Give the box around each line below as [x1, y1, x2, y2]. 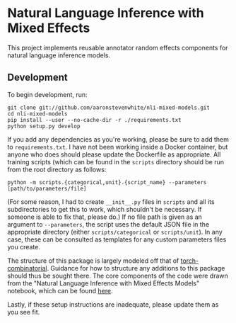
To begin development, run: [7, 90, 88, 98]
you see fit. [7, 307, 40, 316]
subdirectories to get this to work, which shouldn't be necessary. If [7, 205, 202, 213]
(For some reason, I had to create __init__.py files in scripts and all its [7, 197, 215, 206]
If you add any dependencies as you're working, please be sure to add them [7, 135, 230, 143]
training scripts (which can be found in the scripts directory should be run [7, 157, 225, 166]
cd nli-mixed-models [7, 110, 69, 118]
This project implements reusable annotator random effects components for [7, 43, 228, 52]
